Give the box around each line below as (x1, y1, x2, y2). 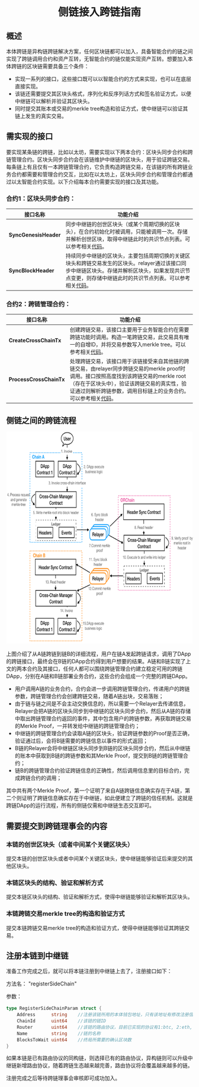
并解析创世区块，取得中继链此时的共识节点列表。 (65, 235, 185, 242)
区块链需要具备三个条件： (26, 63, 89, 70)
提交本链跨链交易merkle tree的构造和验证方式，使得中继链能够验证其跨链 (6, 924, 185, 931)
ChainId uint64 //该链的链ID (17, 1018, 107, 1024)
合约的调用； (30, 774, 62, 782)
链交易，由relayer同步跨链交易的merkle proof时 (70, 365, 185, 372)
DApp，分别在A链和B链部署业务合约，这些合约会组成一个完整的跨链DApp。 (6, 673, 191, 680)
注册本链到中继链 (6, 950, 69, 960)
